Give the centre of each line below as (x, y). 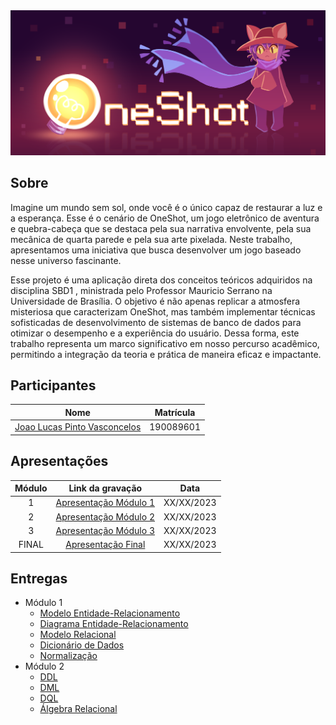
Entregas (39, 578)
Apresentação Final (105, 544)
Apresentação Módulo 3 (105, 530)
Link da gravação (105, 488)
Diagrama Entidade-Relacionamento (114, 624)
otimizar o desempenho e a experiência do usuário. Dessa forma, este (155, 333)
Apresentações (59, 461)
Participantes (53, 385)
